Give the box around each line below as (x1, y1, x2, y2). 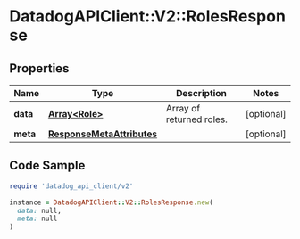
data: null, (17, 206, 62, 215)
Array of (165, 103, 201, 114)
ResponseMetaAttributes (47, 128, 158, 140)
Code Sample (9, 158, 86, 173)
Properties (9, 61, 70, 76)
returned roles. (165, 113, 228, 126)
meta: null (17, 214, 58, 224)
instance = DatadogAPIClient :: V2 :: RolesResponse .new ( (9, 198, 214, 207)
